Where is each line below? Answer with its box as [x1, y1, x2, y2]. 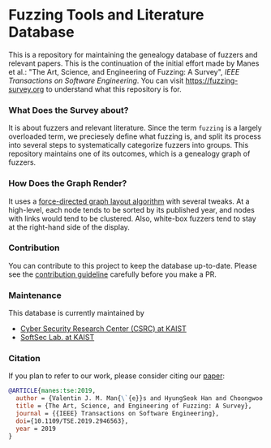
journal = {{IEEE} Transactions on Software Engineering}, [15, 410, 220, 418]
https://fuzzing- [185, 75, 239, 85]
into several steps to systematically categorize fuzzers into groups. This [8, 140, 249, 150]
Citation [8, 353, 41, 364]
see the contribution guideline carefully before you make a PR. [8, 269, 217, 279]
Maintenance [8, 290, 62, 301]
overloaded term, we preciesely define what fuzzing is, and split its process [8, 131, 261, 141]
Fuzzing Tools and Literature [8, 6, 204, 24]
